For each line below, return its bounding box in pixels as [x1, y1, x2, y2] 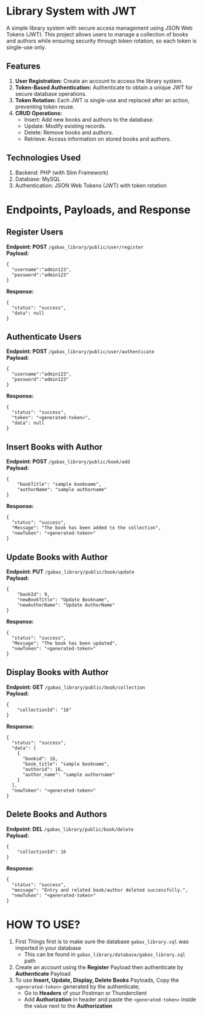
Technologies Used [6, 153, 81, 163]
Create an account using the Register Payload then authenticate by [15, 963, 184, 970]
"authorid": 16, [22, 766, 64, 772]
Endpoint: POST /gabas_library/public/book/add [6, 458, 130, 465]
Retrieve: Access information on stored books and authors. [24, 135, 171, 142]
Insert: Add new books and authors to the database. [24, 116, 155, 123]
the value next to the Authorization [24, 1002, 113, 1009]
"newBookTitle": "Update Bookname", [17, 597, 110, 603]
